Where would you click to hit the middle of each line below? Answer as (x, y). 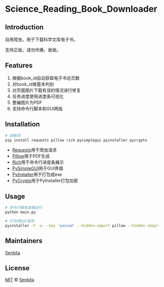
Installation (22, 124)
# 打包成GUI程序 (20, 221)
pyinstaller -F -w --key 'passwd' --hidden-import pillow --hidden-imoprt (83, 226)
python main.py (20, 212)
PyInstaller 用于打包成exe (37, 174)
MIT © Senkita (20, 280)
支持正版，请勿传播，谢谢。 (33, 50)
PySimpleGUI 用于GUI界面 (38, 168)
